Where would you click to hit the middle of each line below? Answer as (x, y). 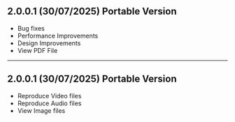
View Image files (41, 110)
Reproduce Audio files (49, 103)
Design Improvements (49, 43)
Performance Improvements (58, 36)
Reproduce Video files (49, 96)
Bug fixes (31, 28)
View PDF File (37, 50)
